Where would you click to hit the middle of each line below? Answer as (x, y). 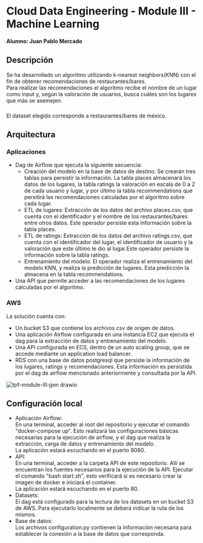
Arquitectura (31, 134)
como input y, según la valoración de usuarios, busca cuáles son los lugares (101, 94)
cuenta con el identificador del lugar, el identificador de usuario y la (108, 242)
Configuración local (45, 403)
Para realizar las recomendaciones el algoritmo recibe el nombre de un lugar (102, 87)
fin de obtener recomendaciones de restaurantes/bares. (76, 81)
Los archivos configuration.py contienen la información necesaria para (103, 527)
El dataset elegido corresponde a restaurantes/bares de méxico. (86, 116)
